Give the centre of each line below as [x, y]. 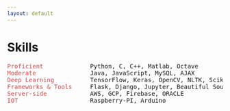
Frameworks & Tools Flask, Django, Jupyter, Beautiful [108, 87]
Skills [23, 47]
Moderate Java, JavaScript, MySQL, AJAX [101, 73]
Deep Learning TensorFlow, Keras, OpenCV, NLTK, [106, 80]
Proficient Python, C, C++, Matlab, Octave [103, 66]
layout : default [30, 13]
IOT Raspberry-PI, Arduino [87, 100]
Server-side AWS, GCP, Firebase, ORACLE [96, 94]
